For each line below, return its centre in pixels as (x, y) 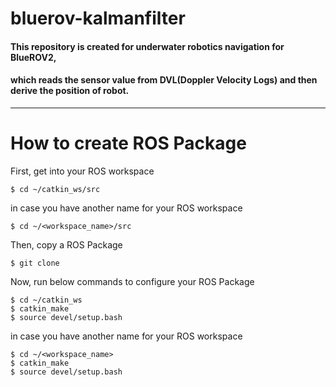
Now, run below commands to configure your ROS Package (132, 281)
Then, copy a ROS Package (66, 244)
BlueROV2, (33, 57)
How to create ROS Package (128, 143)
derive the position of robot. (70, 91)
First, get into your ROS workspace (82, 171)
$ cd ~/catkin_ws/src (55, 189)
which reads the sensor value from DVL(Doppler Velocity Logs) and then (164, 80)
